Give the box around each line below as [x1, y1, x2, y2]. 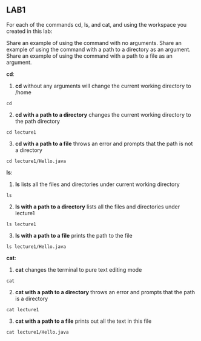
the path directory [15, 117, 61, 125]
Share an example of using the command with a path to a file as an [6, 52, 173, 60]
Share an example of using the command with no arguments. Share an [6, 39, 182, 46]
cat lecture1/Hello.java [6, 329, 69, 335]
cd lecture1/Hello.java [6, 158, 67, 164]
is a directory [15, 295, 48, 302]
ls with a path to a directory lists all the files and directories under [15, 203, 180, 210]
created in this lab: [6, 27, 53, 35]
